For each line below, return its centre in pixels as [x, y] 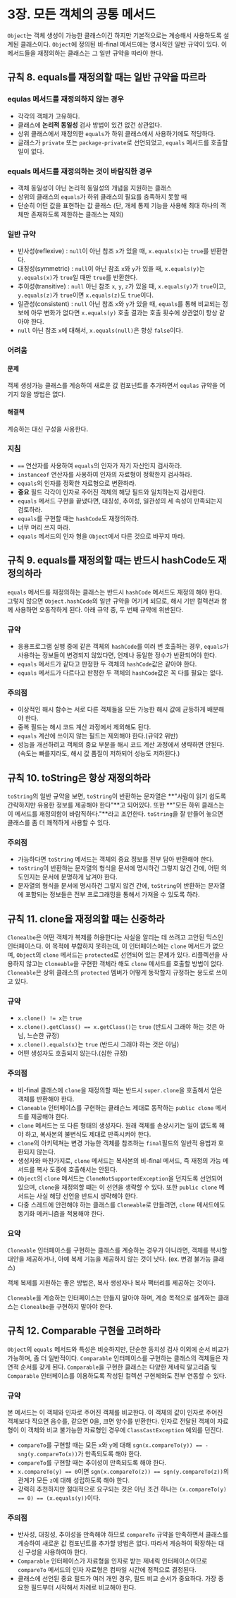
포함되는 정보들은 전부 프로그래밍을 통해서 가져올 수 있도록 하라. [112, 895]
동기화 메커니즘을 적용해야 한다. [61, 1213]
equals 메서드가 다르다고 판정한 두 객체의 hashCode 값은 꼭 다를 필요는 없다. [120, 672]
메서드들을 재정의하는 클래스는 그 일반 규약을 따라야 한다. [85, 53]
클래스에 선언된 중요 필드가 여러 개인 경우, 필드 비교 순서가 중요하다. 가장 [117, 1579]
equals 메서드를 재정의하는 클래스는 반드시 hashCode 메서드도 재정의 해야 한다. [115, 592]
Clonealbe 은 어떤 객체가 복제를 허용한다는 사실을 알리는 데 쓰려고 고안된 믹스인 [116, 937]
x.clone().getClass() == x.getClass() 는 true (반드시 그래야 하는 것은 [117, 1027]
